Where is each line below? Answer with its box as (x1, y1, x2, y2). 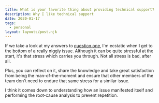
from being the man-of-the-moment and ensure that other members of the (5, 73, 154, 78)
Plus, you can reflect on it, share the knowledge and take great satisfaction (5, 68, 154, 73)
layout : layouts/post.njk (5, 29, 57, 34)
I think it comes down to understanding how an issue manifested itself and (5, 88, 153, 93)
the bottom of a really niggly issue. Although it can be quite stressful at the (5, 48, 154, 54)
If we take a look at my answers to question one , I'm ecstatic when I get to (5, 43, 153, 48)
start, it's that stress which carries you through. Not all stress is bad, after (5, 53, 151, 59)
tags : (5, 20, 16, 26)
